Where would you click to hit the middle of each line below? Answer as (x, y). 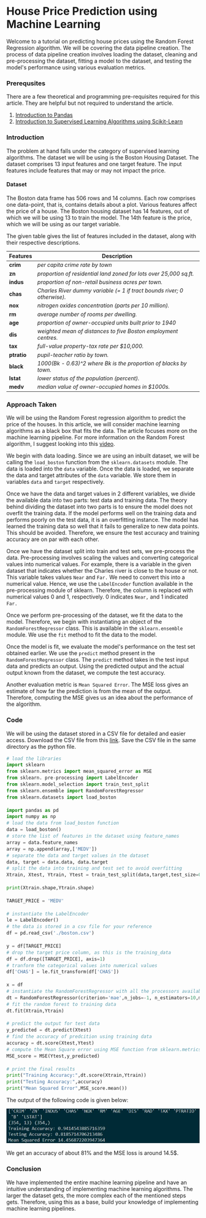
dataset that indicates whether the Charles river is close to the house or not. (102, 571)
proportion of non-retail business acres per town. (100, 282)
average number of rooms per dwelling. (87, 314)
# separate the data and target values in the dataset (78, 856)
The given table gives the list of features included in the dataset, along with (101, 236)
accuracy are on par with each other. (53, 539)
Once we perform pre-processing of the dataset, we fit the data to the (95, 615)
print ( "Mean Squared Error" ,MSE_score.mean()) (67, 1089)
